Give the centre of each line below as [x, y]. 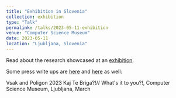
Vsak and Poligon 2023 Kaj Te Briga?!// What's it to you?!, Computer [88, 82]
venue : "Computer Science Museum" [48, 33]
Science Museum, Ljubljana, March [48, 89]
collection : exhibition [35, 17]
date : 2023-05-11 [27, 38]
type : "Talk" [22, 22]
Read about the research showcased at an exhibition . [70, 60]
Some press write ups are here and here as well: [64, 71]
